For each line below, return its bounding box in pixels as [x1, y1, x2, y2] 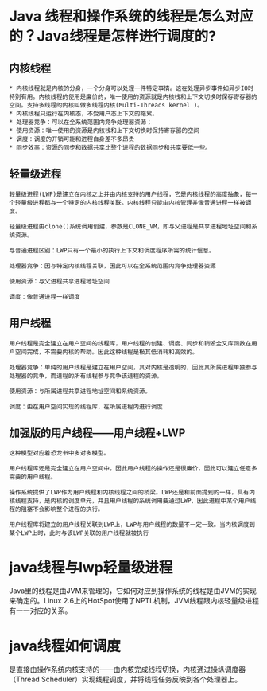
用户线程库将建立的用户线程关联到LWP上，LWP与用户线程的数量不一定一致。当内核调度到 [9, 521, 255, 529]
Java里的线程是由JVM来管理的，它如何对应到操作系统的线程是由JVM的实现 [9, 586, 257, 595]
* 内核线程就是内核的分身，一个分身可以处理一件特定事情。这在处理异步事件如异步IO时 [9, 84, 254, 92]
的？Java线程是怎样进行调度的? [9, 27, 217, 45]
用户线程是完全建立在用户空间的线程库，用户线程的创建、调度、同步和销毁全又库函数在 [9, 339, 252, 347]
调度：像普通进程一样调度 [9, 292, 80, 301]
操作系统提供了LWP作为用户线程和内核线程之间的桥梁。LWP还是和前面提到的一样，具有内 [9, 489, 255, 497]
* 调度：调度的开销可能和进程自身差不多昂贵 [9, 135, 135, 143]
